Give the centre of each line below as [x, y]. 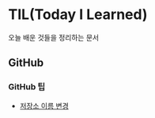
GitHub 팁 [27, 87]
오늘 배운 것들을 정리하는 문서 [54, 37]
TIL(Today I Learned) [78, 15]
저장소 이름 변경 [44, 105]
